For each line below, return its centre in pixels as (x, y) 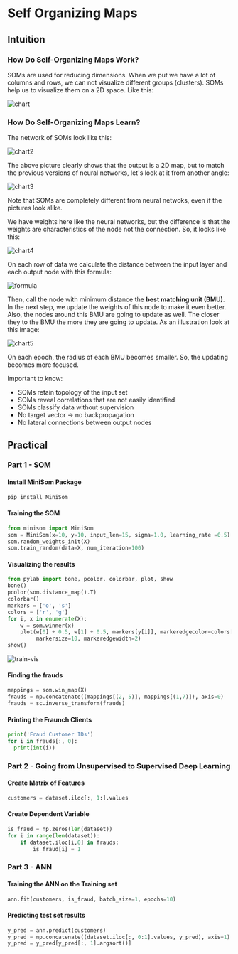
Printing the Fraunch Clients (50, 719)
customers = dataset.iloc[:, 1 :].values (68, 798)
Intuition (26, 39)
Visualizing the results (41, 564)
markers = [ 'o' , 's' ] (39, 606)
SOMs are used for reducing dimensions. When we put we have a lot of (112, 75)
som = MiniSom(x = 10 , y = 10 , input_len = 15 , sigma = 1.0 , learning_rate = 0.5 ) (119, 535)
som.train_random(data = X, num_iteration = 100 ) (76, 548)
